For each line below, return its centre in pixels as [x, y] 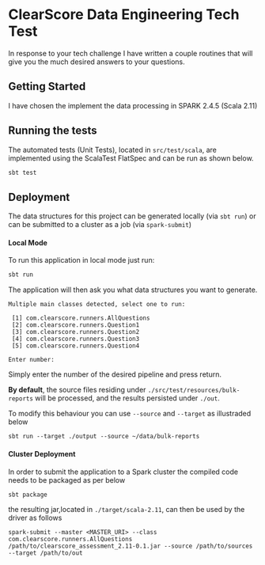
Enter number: [32, 360]
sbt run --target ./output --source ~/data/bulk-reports [104, 437]
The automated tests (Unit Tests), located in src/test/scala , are [113, 150]
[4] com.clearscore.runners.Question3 [76, 339]
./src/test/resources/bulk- [194, 391]
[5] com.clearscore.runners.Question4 [76, 346]
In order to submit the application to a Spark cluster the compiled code [123, 472]
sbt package [28, 495]
